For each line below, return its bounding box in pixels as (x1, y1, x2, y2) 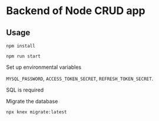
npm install (6, 43, 35, 49)
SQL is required (6, 86, 44, 93)
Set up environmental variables (6, 63, 82, 70)
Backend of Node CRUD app (6, 4, 145, 18)
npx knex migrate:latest (6, 109, 67, 115)
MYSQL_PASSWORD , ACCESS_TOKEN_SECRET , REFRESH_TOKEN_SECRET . (6, 75, 154, 82)
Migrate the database (6, 98, 58, 105)
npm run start (6, 53, 41, 59)
